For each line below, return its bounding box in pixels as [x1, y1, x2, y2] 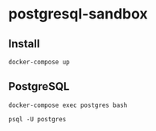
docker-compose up [8, 58, 70, 66]
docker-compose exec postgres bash [8, 101, 128, 109]
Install [8, 37, 40, 51]
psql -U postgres [8, 115, 67, 123]
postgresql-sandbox [8, 5, 149, 23]
